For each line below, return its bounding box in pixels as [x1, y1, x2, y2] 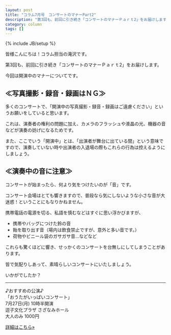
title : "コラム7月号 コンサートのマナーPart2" [5, 12, 97, 17]
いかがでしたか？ [5, 272, 41, 278]
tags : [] [5, 27, 24, 32]
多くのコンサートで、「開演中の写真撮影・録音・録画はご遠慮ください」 [5, 103, 155, 110]
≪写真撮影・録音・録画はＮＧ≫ [5, 89, 106, 97]
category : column [5, 21, 42, 27]
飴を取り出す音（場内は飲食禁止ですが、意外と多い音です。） [12, 226, 140, 233]
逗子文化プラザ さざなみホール [5, 306, 69, 313]
